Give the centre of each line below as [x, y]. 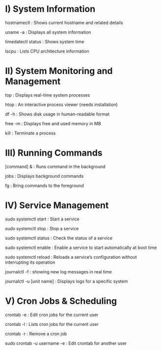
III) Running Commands [54, 153]
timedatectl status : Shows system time [45, 41]
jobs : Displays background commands [44, 176]
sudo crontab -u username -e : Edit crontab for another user [66, 343]
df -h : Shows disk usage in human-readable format [57, 114]
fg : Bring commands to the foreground [45, 186]
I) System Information [50, 9]
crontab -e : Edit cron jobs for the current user [52, 315]
